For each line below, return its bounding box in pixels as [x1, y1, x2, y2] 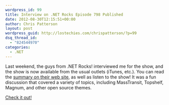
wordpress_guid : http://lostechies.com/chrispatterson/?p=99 [5, 31, 137, 36]
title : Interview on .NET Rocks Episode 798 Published [5, 12, 123, 17]
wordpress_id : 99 [5, 7, 42, 13]
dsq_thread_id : [5, 36, 37, 41]
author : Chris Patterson [5, 21, 58, 27]
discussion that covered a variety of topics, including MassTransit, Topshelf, [5, 79, 163, 85]
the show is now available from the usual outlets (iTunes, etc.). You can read [5, 68, 164, 74]
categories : [5, 45, 30, 50]
